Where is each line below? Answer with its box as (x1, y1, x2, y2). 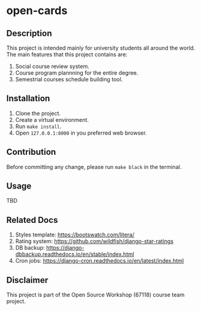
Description (6, 28, 52, 39)
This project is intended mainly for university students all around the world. (6, 44, 195, 51)
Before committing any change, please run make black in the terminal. (6, 163, 182, 170)
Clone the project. (15, 110, 61, 117)
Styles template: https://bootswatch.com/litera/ (15, 231, 135, 239)
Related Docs (6, 215, 58, 225)
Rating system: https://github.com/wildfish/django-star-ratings (15, 238, 173, 245)
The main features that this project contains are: (6, 51, 127, 58)
